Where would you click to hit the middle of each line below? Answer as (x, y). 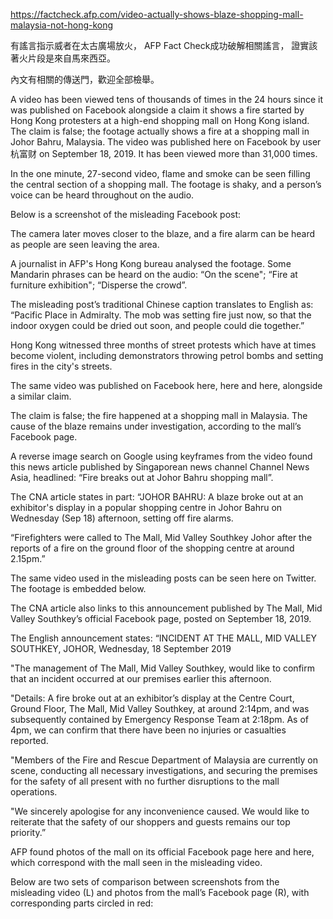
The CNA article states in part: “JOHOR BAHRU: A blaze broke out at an (157, 497)
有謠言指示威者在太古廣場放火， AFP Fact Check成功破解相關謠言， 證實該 (164, 45)
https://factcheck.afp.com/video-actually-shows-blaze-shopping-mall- (157, 14)
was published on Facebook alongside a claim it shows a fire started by (157, 110)
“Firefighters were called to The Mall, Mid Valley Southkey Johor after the (161, 537)
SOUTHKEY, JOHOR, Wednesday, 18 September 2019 (121, 648)
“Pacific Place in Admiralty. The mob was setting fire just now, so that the (161, 315)
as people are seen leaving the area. (85, 244)
